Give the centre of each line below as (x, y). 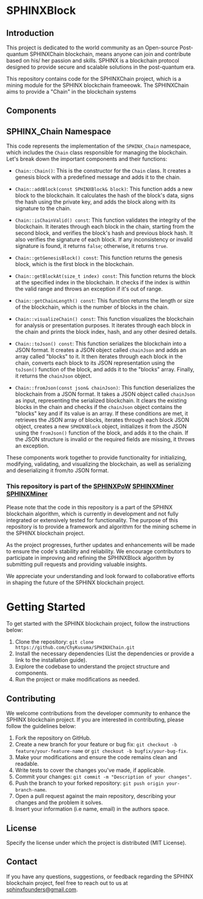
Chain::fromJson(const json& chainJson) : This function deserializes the (105, 388)
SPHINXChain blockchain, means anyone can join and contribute (111, 54)
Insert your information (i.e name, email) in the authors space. (92, 809)
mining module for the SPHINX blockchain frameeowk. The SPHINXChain (98, 85)
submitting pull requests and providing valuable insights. (77, 564)
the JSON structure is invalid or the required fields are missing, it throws (105, 439)
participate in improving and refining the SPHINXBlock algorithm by (90, 557)
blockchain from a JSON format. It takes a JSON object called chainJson (105, 394)
